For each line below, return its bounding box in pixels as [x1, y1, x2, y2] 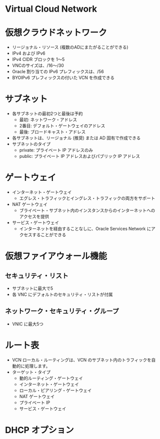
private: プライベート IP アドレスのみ [19, 147, 93, 153]
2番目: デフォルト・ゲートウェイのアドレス [19, 123, 106, 129]
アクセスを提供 [19, 213, 49, 219]
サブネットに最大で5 [12, 286, 53, 291]
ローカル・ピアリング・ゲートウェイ [19, 387, 92, 393]
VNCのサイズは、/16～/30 [12, 62, 64, 69]
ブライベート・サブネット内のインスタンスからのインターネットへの [19, 208, 156, 213]
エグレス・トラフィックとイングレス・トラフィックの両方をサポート [19, 195, 156, 201]
